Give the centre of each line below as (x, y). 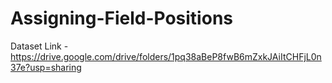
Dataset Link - (39, 46)
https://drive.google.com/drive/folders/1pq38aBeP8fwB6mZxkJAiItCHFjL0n (166, 56)
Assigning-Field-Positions (121, 18)
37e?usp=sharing (46, 67)
